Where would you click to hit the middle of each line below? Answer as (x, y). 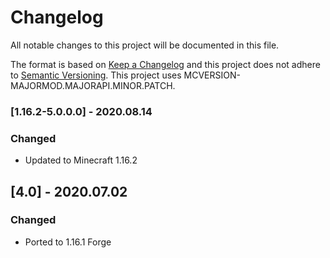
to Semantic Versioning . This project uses (96, 75)
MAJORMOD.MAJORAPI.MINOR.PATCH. (93, 85)
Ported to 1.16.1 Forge (68, 242)
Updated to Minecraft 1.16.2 (81, 160)
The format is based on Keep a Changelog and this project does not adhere (165, 64)
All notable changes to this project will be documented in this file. (145, 45)
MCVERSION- (212, 75)
